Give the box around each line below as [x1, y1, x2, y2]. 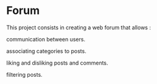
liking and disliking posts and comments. [6, 59, 108, 66]
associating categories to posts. [6, 47, 86, 55]
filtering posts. [6, 71, 43, 78]
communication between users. [6, 35, 86, 43]
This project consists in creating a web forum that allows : [6, 24, 151, 31]
